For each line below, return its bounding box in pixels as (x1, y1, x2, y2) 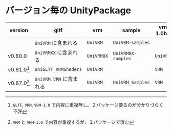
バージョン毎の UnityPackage (5, 5, 132, 16)
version (9, 27, 29, 34)
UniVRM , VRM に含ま (34, 75, 78, 83)
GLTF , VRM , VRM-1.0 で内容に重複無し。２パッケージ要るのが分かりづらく (12, 102, 164, 108)
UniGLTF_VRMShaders (34, 66, 82, 72)
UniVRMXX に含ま (34, 49, 73, 56)
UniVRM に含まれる (34, 39, 78, 46)
